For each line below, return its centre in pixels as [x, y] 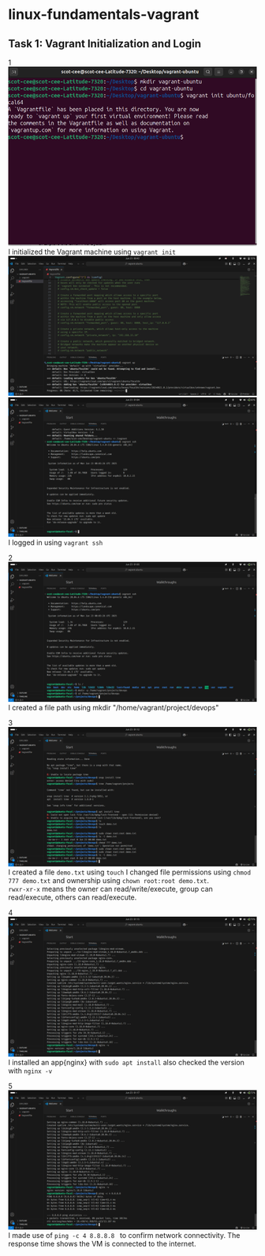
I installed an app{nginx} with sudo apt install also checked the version [126, 1062]
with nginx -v [30, 1071]
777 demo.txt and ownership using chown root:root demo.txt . [109, 881]
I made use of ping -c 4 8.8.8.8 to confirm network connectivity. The [124, 1236]
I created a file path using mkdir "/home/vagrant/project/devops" [114, 707]
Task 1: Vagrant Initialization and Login [105, 44]
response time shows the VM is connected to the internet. [102, 1244]
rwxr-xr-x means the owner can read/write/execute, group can [110, 889]
